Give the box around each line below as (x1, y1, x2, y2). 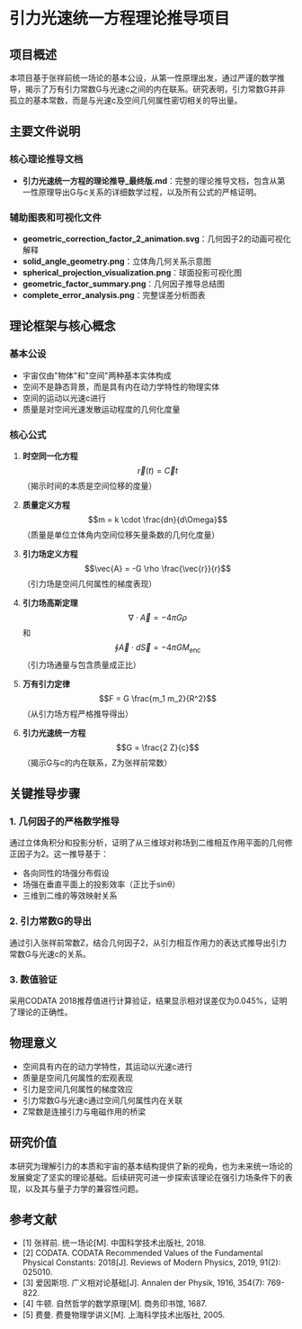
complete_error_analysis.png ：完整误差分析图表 (22, 289, 206, 300)
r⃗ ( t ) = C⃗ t (137, 465, 178, 475)
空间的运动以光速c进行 (22, 393, 106, 403)
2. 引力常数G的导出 (9, 915, 92, 927)
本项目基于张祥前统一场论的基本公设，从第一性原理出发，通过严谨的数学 (9, 73, 277, 83)
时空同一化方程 (22, 450, 78, 461)
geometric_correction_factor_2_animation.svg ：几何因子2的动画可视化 (22, 233, 291, 244)
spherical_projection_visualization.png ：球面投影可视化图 (22, 267, 243, 277)
